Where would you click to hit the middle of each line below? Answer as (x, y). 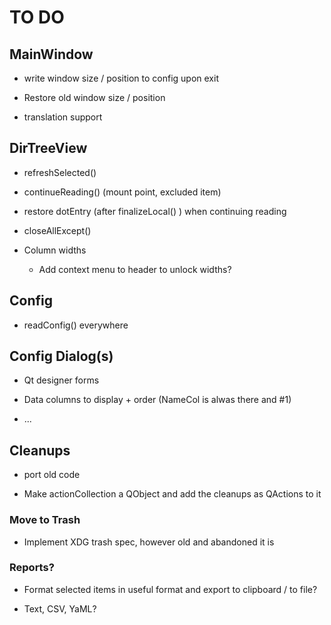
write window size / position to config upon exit (121, 78)
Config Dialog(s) (61, 356)
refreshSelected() (60, 172)
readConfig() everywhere (76, 325)
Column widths (55, 250)
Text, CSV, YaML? (60, 608)
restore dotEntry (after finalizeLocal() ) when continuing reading (155, 211)
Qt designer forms (61, 380)
